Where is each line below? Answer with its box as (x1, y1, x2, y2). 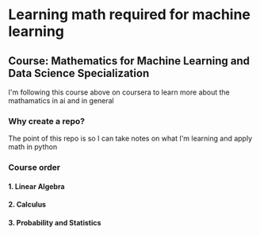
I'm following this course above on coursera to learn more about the (8, 87, 230, 97)
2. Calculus (8, 200, 46, 210)
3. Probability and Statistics (8, 218, 101, 227)
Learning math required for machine (8, 6, 251, 24)
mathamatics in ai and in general (8, 96, 115, 105)
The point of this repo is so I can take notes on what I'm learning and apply (8, 133, 253, 144)
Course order (8, 162, 61, 173)
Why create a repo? (8, 115, 86, 126)
